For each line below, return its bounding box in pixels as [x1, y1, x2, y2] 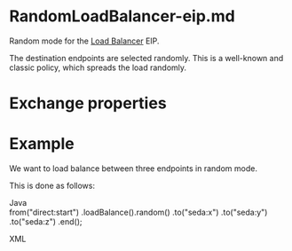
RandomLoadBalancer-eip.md [9, 6, 235, 27]
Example [9, 134, 75, 154]
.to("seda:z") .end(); [9, 216, 83, 227]
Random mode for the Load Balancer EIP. [9, 35, 160, 46]
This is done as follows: [9, 180, 96, 192]
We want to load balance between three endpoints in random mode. [9, 163, 257, 174]
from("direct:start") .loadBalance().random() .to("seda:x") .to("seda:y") [9, 207, 268, 218]
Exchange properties [9, 93, 167, 114]
